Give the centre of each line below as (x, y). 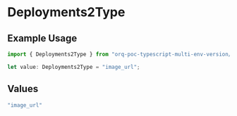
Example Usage (42, 38)
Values (23, 89)
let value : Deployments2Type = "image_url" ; (74, 67)
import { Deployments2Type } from (58, 54)
